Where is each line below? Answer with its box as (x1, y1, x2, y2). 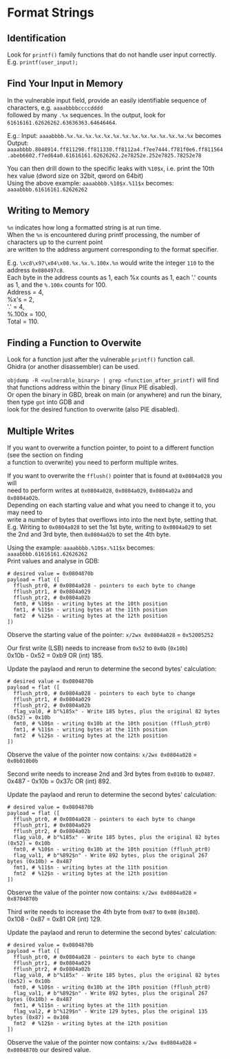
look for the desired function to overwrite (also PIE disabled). (7, 405, 180, 414)
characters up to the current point (7, 238, 103, 246)
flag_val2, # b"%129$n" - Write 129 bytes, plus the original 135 (13, 1008, 208, 1015)
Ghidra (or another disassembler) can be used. (7, 363, 140, 371)
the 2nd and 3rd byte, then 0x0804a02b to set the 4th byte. (7, 530, 171, 538)
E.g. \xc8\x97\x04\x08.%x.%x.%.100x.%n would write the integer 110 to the (7, 259, 215, 267)
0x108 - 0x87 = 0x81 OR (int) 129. (7, 915, 102, 923)
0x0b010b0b (7, 758, 39, 765)
